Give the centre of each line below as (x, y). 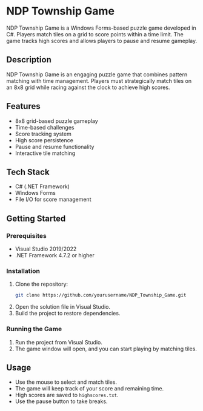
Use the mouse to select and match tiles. (66, 382)
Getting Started (36, 218)
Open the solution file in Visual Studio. (63, 307)
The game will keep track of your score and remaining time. (89, 389)
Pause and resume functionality (55, 146)
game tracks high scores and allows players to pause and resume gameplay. (102, 41)
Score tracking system (43, 134)
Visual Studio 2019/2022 (46, 249)
